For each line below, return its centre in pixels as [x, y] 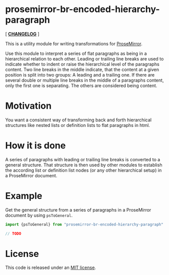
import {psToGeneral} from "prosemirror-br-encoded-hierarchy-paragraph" [84, 224]
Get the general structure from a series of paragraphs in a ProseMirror [78, 210]
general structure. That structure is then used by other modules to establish [84, 165]
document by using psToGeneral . [39, 215]
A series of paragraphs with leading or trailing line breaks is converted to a [83, 159]
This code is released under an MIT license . [51, 267]
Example [24, 196]
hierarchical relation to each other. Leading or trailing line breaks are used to [84, 58]
